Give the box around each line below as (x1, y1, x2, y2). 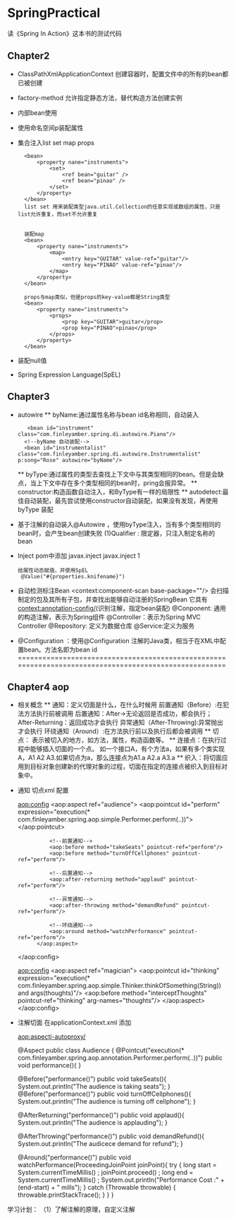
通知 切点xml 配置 (17, 786, 69, 795)
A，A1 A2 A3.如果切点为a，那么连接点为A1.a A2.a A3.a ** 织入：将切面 (17, 753, 222, 762)
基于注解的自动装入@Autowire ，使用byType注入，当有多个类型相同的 (17, 520, 221, 528)
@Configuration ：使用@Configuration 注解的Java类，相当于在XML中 (17, 636, 221, 645)
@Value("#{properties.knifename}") (20, 573, 125, 580)
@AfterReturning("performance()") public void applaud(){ (17, 1111, 185, 1119)
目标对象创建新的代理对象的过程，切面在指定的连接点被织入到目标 (30, 762, 222, 771)
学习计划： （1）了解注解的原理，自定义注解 (7, 1205, 135, 1214)
